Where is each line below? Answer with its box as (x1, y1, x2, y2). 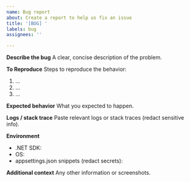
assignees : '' (6, 32, 43, 38)
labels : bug (6, 26, 37, 32)
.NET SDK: (15, 144, 42, 151)
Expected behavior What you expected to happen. (6, 102, 134, 110)
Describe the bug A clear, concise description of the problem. (6, 54, 163, 61)
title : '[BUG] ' (6, 20, 47, 26)
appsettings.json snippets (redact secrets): (15, 157, 123, 165)
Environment (6, 133, 40, 140)
